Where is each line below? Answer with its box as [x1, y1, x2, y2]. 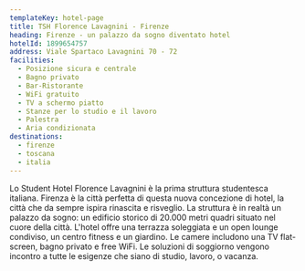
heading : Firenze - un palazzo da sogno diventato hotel [9, 30, 231, 39]
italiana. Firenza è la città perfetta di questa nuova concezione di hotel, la [9, 193, 285, 203]
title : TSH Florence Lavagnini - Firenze [9, 22, 170, 31]
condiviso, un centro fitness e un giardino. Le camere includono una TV [9, 231, 279, 242]
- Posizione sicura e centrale [17, 65, 137, 74]
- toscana [17, 149, 55, 158]
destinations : [9, 132, 64, 141]
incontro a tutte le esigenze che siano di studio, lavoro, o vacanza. [9, 250, 258, 261]
